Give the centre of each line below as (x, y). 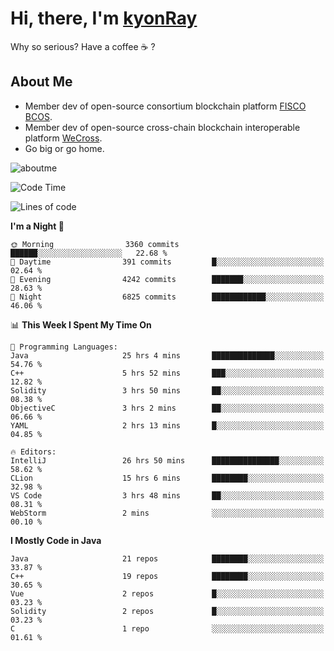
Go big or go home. (64, 148)
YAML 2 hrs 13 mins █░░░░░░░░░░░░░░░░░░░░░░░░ (167, 425)
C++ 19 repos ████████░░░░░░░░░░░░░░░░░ (167, 576)
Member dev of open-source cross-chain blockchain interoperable (162, 127)
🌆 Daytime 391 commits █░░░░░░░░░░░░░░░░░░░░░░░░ (167, 262)
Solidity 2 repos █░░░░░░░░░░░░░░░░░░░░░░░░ (167, 611)
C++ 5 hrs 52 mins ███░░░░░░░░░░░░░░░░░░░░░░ (167, 373)
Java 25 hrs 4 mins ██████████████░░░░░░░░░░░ (167, 355)
